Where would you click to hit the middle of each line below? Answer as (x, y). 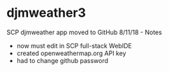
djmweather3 (46, 13)
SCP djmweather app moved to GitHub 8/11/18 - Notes (84, 32)
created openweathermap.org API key (71, 53)
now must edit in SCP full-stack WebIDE (74, 45)
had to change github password (63, 60)
